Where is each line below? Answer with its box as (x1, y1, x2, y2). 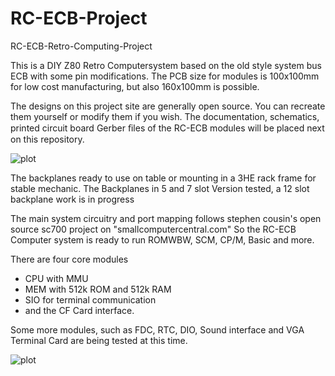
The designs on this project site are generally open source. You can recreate (10, 100, 326, 112)
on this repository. (10, 133, 85, 145)
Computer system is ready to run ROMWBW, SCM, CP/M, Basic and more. (10, 233, 315, 246)
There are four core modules (10, 253, 129, 265)
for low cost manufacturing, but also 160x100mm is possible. (10, 80, 260, 92)
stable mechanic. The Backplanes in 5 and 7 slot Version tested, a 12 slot (10, 182, 310, 194)
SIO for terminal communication (24, 293, 157, 306)
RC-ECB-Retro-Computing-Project (10, 40, 153, 52)
